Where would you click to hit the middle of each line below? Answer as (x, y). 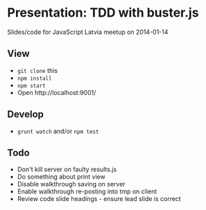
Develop (25, 115)
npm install (34, 78)
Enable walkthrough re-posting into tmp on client (87, 191)
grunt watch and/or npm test (58, 131)
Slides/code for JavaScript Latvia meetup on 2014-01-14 (88, 32)
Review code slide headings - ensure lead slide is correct (99, 199)
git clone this (37, 70)
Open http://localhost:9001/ (57, 92)
